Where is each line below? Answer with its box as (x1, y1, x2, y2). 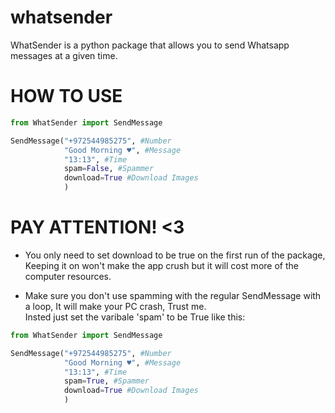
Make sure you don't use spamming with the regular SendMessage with (24, 289, 322, 301)
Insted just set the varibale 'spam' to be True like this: (24, 311, 246, 323)
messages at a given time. (10, 49, 118, 61)
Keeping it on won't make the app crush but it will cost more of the (24, 259, 299, 271)
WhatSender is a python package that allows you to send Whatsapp (10, 39, 290, 51)
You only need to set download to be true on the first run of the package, (24, 249, 326, 261)
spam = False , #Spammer (63, 164, 155, 174)
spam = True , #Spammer (63, 376, 150, 386)
